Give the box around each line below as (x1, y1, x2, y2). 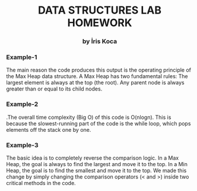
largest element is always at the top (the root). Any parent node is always (6, 79, 185, 86)
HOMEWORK (67, 16, 132, 30)
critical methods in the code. (6, 180, 76, 186)
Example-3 (6, 141, 39, 149)
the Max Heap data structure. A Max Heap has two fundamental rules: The (6, 73, 188, 80)
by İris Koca (82, 37, 117, 46)
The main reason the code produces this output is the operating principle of (6, 66, 192, 74)
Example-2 (6, 100, 39, 108)
